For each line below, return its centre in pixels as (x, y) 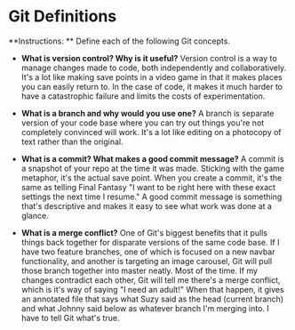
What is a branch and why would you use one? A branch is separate (147, 113)
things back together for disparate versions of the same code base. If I (150, 242)
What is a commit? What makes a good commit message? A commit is (152, 158)
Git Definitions (63, 16)
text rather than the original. (72, 141)
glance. (35, 215)
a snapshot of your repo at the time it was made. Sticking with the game (153, 168)
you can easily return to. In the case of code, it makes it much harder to (152, 86)
